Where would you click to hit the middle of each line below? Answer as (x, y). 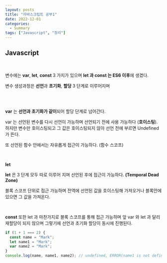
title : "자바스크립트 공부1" (31, 14)
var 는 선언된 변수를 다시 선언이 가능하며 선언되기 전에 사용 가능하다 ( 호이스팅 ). (82, 122)
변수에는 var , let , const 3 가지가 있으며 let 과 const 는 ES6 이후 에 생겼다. (77, 75)
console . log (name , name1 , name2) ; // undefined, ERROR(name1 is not (78, 256)
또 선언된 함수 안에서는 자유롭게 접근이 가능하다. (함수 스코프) (64, 145)
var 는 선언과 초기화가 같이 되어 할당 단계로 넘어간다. (55, 111)
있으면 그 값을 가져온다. (28, 196)
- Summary (20, 28)
